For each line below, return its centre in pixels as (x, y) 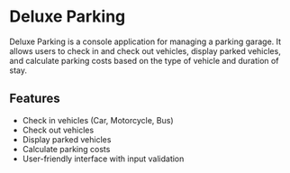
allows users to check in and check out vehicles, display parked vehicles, (145, 50)
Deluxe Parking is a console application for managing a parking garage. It (145, 41)
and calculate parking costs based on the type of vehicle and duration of (144, 60)
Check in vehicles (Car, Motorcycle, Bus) (98, 120)
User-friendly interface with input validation (103, 159)
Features (35, 99)
